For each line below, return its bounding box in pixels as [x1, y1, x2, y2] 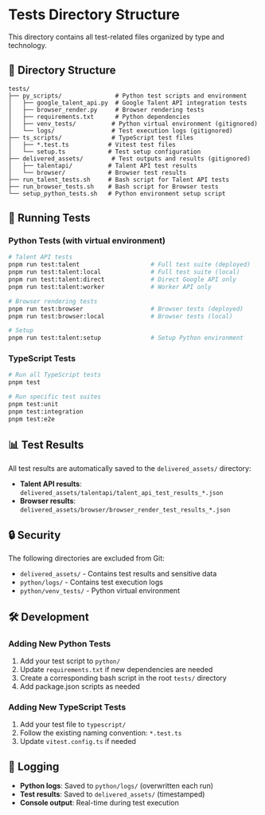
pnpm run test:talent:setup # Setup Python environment [8, 334, 244, 342]
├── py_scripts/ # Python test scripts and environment [8, 92, 247, 100]
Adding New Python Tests [8, 638, 111, 649]
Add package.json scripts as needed [19, 682, 141, 691]
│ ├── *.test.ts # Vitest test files [8, 140, 177, 148]
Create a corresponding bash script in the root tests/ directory [19, 673, 227, 683]
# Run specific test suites [8, 393, 102, 401]
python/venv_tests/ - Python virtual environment [19, 586, 181, 595]
